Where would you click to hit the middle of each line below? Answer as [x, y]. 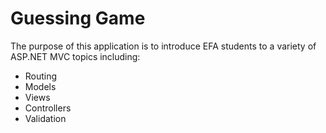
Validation [45, 118]
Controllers [48, 108]
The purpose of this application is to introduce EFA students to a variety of [163, 46]
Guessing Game [78, 18]
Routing [41, 76]
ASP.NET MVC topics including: [75, 56]
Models [40, 86]
